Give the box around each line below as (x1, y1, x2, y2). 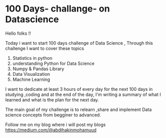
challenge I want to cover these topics (5, 45, 85, 51)
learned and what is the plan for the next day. (5, 96, 99, 103)
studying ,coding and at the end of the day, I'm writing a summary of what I (5, 91, 161, 97)
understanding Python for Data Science (12, 60, 95, 66)
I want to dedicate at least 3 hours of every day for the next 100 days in (5, 86, 153, 92)
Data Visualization (12, 71, 50, 77)
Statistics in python (12, 55, 53, 61)
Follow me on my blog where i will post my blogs (5, 121, 106, 127)
